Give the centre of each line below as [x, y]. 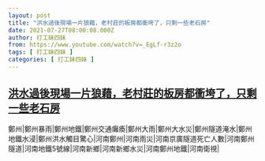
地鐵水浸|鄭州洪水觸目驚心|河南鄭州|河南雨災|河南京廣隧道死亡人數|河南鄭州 [131, 138]
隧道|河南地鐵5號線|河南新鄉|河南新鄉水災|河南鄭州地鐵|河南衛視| [114, 148]
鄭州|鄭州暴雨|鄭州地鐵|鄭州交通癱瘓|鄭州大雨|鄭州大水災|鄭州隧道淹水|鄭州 [130, 129]
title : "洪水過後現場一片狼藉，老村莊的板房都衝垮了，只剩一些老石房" [109, 23]
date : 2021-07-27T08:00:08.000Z [61, 30]
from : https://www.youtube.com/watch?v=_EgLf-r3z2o [95, 45]
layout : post [30, 15]
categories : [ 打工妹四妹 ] [51, 60]
